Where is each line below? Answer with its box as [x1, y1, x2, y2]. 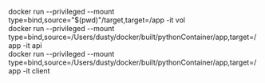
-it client [22, 66, 50, 75]
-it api [22, 41, 42, 50]
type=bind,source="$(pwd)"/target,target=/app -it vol [8, 15, 186, 25]
